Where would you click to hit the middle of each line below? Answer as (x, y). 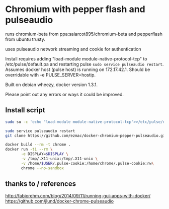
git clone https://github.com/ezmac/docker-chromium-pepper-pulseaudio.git (86, 135)
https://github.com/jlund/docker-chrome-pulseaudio (60, 201)
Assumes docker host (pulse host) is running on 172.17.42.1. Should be (78, 69)
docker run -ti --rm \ (29, 150)
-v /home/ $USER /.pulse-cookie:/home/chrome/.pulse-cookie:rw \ (88, 163)
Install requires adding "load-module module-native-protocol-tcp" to (76, 58)
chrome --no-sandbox (43, 168)
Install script (25, 110)
